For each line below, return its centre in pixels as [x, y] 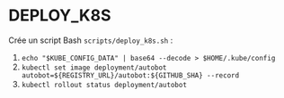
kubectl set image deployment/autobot [94, 68]
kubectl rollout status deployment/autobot [104, 85]
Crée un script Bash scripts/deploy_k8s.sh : [91, 40]
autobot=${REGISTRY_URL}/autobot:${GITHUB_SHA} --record [130, 75]
